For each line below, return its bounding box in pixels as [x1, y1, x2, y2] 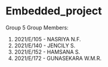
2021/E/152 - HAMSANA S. [14, 48, 81, 55]
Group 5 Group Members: [5, 24, 69, 31]
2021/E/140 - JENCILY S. [14, 42, 76, 49]
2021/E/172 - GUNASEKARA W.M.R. [14, 54, 102, 62]
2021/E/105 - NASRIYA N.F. [14, 35, 81, 42]
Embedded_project [5, 4, 102, 18]
